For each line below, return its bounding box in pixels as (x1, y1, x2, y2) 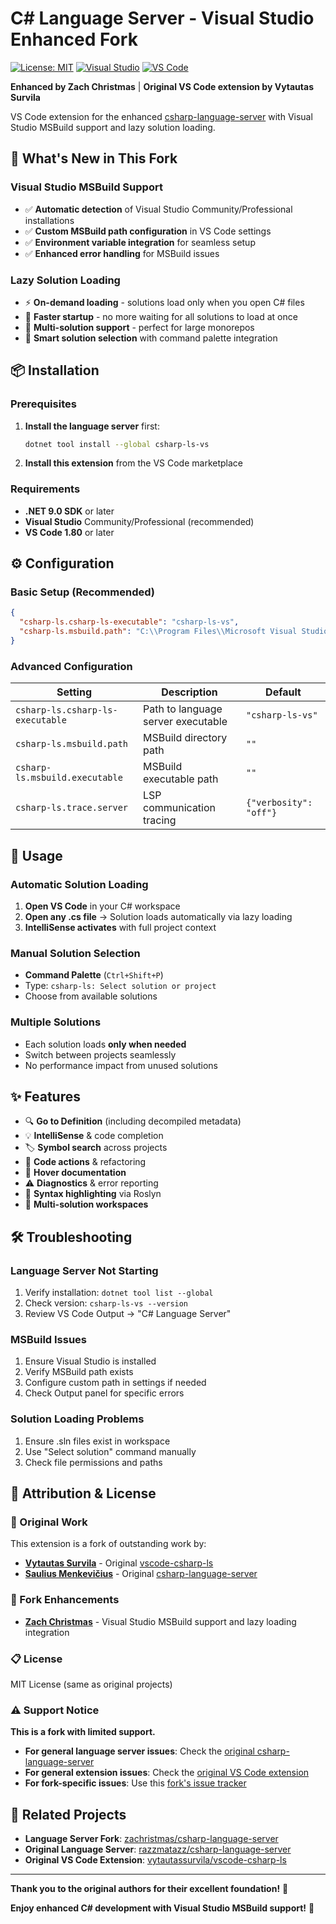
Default (265, 685, 302, 699)
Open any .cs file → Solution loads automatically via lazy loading (24, 910, 293, 922)
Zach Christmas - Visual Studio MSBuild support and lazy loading (24, 1615, 297, 1627)
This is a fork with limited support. (10, 1726, 156, 1738)
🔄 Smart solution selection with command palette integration (24, 332, 278, 344)
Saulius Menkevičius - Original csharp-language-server (24, 1568, 258, 1580)
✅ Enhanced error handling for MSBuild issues (24, 247, 220, 259)
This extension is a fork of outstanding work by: (10, 1538, 207, 1550)
